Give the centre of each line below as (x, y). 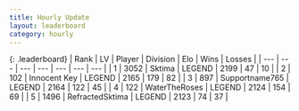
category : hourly (42, 34)
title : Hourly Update (50, 17)
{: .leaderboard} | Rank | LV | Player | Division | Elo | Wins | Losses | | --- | (144, 59)
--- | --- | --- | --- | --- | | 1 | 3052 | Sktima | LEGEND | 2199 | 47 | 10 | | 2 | (155, 68)
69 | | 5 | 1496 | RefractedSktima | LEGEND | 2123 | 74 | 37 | (119, 97)
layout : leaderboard (48, 26)
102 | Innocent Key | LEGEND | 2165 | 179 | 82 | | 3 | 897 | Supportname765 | (149, 78)
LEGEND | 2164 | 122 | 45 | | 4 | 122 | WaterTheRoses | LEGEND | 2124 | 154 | (150, 87)
